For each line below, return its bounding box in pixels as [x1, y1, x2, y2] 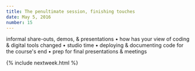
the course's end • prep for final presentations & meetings [6, 48, 147, 55]
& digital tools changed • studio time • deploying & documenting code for [6, 42, 184, 49]
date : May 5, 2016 [6, 14, 51, 20]
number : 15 [6, 19, 33, 25]
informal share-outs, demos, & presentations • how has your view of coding [6, 36, 190, 43]
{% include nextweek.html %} [6, 59, 78, 66]
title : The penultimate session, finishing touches [6, 8, 135, 15]
